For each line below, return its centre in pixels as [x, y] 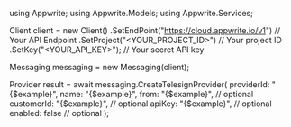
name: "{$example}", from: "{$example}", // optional [157, 94]
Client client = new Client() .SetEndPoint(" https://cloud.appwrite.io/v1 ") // [145, 30]
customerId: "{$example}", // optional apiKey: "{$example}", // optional [141, 104]
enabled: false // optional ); [59, 113]
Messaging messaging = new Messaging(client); [100, 67]
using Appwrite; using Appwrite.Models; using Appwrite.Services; [132, 13]
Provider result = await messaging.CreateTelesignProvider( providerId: [140, 84]
